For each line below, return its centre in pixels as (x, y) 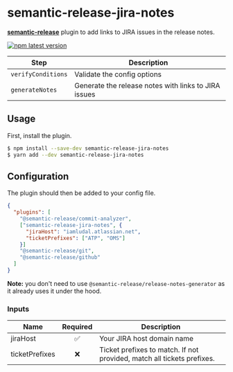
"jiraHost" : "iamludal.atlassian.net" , (83, 231)
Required (77, 327)
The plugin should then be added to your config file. (81, 193)
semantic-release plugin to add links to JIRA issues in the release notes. (111, 32)
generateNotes (34, 90)
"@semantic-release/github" (60, 257)
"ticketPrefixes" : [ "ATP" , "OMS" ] (76, 238)
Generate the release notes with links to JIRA (147, 85)
